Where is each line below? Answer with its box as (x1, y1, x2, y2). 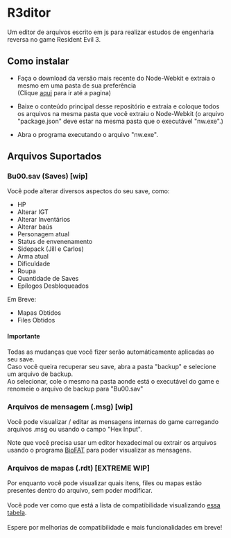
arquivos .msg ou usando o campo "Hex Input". (7, 425, 142, 433)
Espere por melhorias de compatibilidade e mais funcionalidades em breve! (7, 523, 223, 532)
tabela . (7, 509, 27, 517)
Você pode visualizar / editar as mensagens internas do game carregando (7, 417, 219, 425)
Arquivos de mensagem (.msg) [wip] (7, 402, 133, 411)
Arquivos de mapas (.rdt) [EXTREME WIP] (7, 463, 151, 473)
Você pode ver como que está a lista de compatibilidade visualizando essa (7, 501, 221, 510)
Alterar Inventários (17, 215, 71, 224)
